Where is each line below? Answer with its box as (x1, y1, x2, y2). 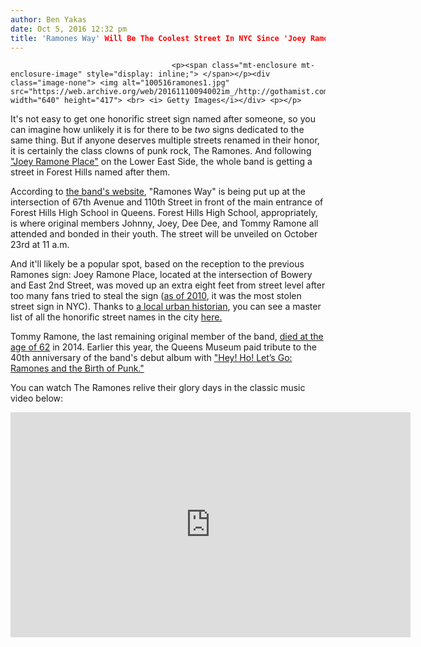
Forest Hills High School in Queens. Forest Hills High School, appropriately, (10, 207, 318, 219)
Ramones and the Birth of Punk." (10, 362, 145, 375)
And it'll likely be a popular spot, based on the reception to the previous (10, 258, 305, 270)
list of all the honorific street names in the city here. (10, 311, 223, 323)
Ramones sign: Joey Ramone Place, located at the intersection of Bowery (10, 269, 313, 281)
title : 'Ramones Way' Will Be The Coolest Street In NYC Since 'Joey (10, 33, 307, 43)
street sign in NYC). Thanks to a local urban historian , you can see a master (10, 301, 322, 313)
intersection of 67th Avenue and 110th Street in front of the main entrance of (10, 196, 324, 208)
